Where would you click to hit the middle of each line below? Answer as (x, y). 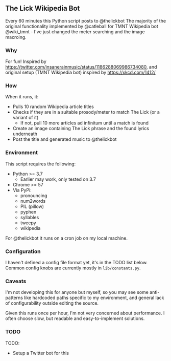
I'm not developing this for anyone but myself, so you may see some (77, 292)
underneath (25, 134)
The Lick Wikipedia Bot (43, 8)
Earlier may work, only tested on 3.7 (58, 179)
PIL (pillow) (32, 206)
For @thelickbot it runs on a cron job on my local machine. (67, 238)
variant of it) (26, 118)
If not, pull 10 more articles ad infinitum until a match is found (84, 123)
